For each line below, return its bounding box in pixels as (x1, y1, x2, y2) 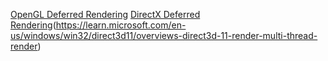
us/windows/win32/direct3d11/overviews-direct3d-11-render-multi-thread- (10, 30, 318, 41)
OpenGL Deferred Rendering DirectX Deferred (10, 9, 201, 20)
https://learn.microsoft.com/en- (55, 19, 187, 31)
